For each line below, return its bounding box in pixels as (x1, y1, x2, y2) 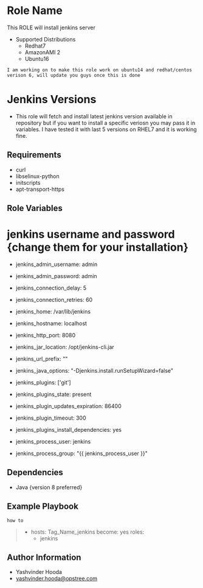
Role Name (7, 4, 63, 18)
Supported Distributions (15, 35, 76, 43)
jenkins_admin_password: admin (15, 273, 97, 280)
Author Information (7, 553, 81, 563)
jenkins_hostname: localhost (15, 320, 88, 327)
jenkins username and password (7, 228, 175, 242)
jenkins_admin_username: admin (15, 260, 98, 268)
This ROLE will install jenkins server (7, 24, 96, 31)
